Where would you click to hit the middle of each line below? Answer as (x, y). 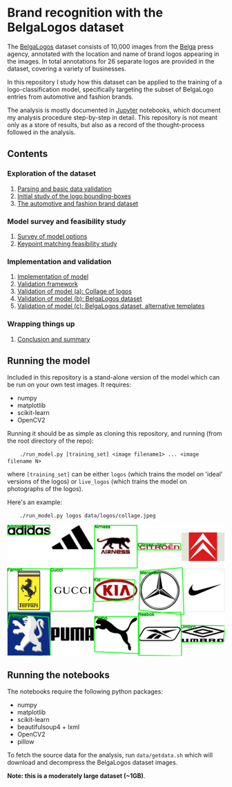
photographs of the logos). (45, 489)
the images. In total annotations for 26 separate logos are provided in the (111, 61)
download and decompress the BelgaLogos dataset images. (93, 763)
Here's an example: (35, 502)
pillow (26, 742)
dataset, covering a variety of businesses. (67, 68)
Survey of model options (52, 236)
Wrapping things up (41, 324)
